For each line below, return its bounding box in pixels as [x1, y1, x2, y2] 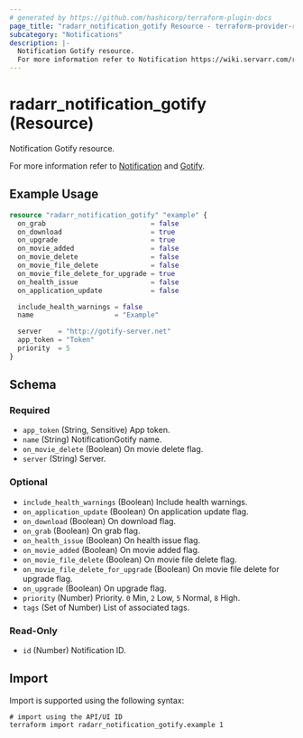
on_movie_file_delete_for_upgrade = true [17, 269, 176, 278]
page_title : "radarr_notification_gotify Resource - [9, 22, 212, 31]
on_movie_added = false [17, 244, 179, 254]
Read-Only [9, 624, 59, 637]
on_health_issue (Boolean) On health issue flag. [22, 534, 201, 546]
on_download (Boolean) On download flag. [22, 515, 177, 526]
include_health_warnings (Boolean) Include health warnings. [22, 496, 248, 507]
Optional [9, 475, 48, 488]
